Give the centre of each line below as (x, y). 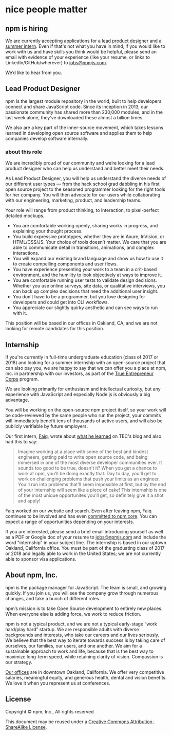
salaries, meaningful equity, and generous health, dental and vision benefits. (86, 677)
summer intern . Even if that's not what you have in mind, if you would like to (85, 46)
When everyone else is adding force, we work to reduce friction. (73, 614)
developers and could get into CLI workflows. (61, 302)
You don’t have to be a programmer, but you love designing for (79, 297)
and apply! (29, 500)
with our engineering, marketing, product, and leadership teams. (73, 200)
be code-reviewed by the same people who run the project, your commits (83, 415)
